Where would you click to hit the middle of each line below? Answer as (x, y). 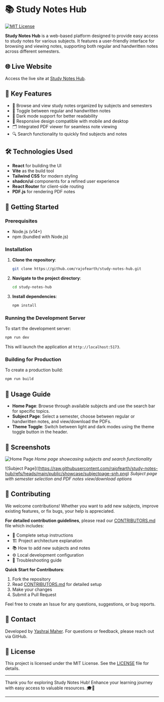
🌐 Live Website (29, 67)
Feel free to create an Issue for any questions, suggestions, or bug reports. (80, 604)
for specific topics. (31, 411)
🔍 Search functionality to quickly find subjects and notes (70, 134)
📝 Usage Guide (28, 394)
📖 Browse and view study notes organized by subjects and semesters (82, 105)
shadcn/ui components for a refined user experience (66, 181)
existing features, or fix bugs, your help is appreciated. (60, 511)
